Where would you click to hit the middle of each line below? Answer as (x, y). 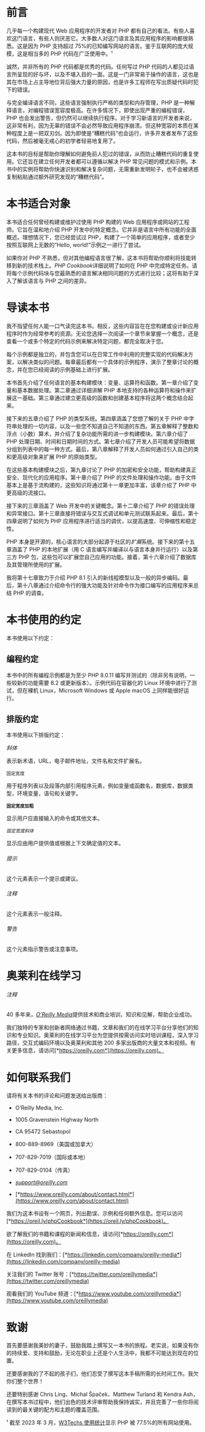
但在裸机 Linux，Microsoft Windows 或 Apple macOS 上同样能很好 (100, 690)
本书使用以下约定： (31, 638)
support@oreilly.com (41, 1182)
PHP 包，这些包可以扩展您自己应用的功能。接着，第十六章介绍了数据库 (107, 557)
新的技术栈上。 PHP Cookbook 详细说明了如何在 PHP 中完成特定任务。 (104, 265)
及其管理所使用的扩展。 (36, 564)
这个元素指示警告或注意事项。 (44, 949)
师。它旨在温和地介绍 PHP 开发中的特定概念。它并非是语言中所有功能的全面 (102, 229)
